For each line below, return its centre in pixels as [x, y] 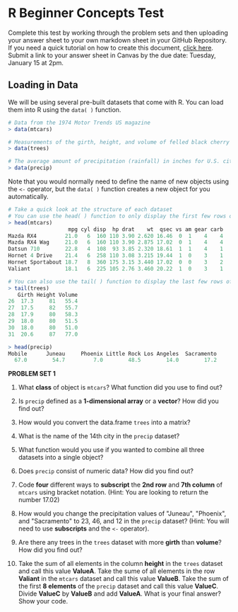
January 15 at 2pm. [36, 62]
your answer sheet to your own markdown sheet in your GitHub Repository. [118, 40]
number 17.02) [39, 500]
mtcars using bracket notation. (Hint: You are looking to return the [113, 492]
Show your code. [43, 601]
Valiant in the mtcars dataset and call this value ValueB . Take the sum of [123, 579]
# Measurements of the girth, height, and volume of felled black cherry [119, 142]
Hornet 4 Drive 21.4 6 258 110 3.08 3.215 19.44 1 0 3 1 [116, 256]
